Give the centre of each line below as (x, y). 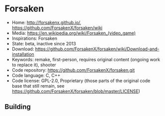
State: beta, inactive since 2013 (44, 43)
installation (23, 54)
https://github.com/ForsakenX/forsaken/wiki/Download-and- (97, 49)
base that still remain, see (38, 86)
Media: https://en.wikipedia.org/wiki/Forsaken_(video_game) (74, 33)
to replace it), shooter (34, 65)
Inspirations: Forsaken (35, 38)
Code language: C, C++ (36, 75)
